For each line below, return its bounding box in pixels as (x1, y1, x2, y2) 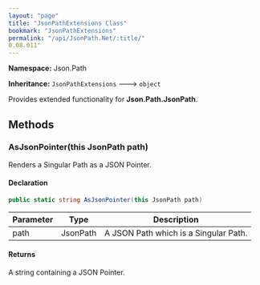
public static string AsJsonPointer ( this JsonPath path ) (8, 196, 203, 204)
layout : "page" (8, 11, 59, 20)
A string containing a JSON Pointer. (8, 267, 126, 277)
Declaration (8, 178, 48, 188)
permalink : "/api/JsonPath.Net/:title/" (8, 34, 146, 42)
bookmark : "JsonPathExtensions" (8, 26, 116, 34)
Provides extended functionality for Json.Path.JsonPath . (8, 94, 198, 104)
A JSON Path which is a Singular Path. (104, 227, 248, 239)
